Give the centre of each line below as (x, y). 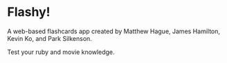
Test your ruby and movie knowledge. (61, 52)
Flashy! (29, 12)
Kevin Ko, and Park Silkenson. (49, 38)
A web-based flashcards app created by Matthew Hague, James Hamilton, (113, 31)
